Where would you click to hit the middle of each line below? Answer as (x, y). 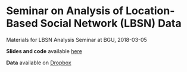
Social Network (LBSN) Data (111, 23)
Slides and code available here (44, 51)
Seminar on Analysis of (65, 11)
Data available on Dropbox (39, 63)
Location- (150, 11)
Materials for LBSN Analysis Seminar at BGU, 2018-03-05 (77, 40)
